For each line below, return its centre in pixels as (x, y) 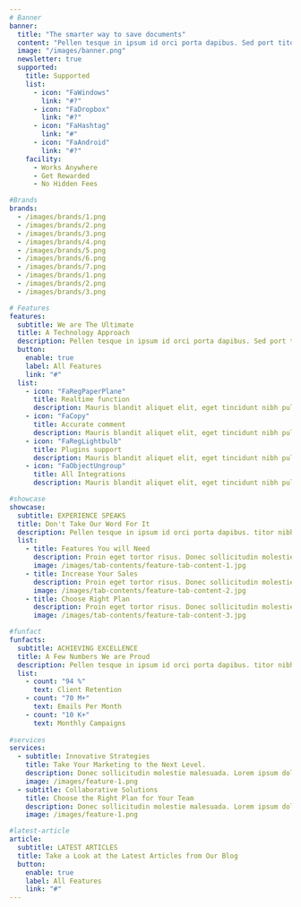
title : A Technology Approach (73, 333)
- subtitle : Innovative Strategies (84, 757)
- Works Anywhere (65, 167)
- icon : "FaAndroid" (71, 142)
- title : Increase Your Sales (82, 574)
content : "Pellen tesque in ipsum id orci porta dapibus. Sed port (146, 43)
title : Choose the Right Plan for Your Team (110, 798)
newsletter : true (50, 59)
